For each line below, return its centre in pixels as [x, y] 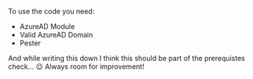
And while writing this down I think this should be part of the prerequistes [127, 58]
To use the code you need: [51, 11]
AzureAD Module [47, 26]
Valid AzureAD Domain [56, 35]
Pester [30, 43]
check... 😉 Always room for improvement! [76, 66]
